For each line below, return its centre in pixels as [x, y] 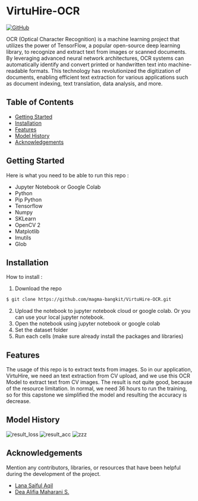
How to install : [24, 277]
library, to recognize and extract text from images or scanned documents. [97, 51]
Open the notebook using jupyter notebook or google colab [87, 324]
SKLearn [26, 219]
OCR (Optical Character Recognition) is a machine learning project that [93, 39]
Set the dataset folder [41, 330]
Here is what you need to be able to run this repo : [67, 175]
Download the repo [38, 288]
